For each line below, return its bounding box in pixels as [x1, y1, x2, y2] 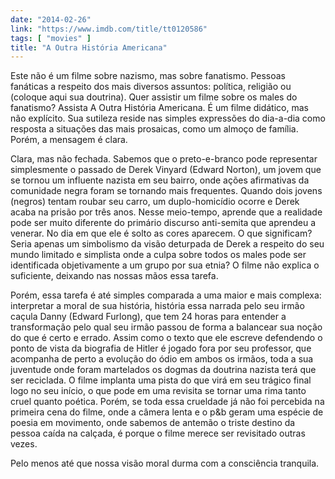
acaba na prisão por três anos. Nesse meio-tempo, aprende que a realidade [10, 206, 323, 218]
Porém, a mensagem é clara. [10, 134, 128, 146]
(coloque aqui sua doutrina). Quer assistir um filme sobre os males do [10, 91, 298, 103]
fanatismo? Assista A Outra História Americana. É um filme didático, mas [10, 102, 309, 114]
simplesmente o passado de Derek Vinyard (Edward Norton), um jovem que [10, 164, 322, 176]
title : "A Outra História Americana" [10, 42, 168, 53]
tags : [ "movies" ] [10, 33, 92, 43]
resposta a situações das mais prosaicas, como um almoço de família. [10, 123, 299, 135]
